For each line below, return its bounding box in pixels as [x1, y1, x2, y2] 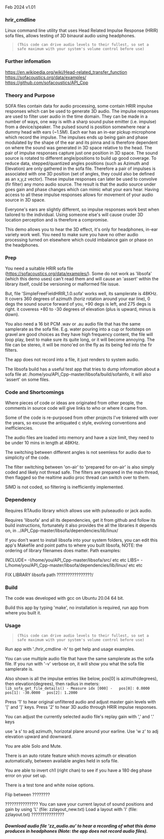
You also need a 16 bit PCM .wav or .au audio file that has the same [5, 321, 141, 327]
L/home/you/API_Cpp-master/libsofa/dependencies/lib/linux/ [5, 562, 128, 568]
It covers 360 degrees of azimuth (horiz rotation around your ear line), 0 [5, 296, 150, 302]
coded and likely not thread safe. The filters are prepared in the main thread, [5, 469, 159, 475]
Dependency [5, 496, 37, 503]
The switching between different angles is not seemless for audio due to [5, 449, 151, 455]
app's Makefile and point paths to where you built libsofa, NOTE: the [5, 542, 143, 548]
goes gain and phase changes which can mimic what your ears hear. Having [5, 186, 159, 192]
